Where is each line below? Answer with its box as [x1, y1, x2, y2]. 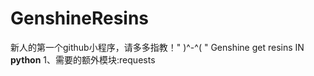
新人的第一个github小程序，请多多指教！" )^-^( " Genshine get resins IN [10, 41, 305, 53]
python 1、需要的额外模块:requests [10, 53, 156, 66]
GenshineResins [10, 7, 150, 30]
